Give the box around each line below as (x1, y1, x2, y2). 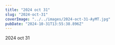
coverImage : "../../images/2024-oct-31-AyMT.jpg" (5, 16, 111, 21)
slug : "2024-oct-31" (5, 12, 48, 17)
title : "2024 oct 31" (5, 7, 50, 12)
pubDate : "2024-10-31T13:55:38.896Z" (5, 21, 84, 26)
